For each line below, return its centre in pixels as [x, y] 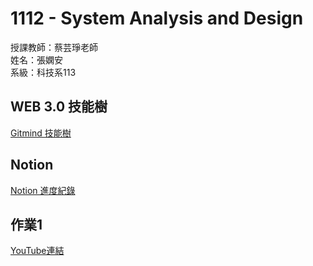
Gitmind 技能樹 [41, 133]
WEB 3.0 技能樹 [59, 107]
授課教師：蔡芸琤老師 [54, 47]
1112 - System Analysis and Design [157, 18]
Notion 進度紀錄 [43, 190]
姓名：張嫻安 [36, 59]
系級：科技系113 [43, 72]
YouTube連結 [37, 251]
